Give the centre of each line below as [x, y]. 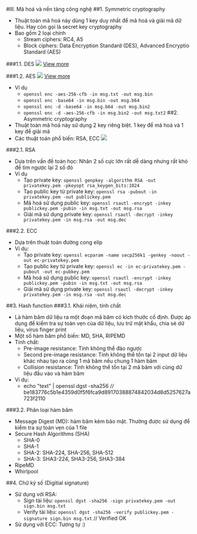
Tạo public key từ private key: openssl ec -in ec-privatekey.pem [102, 266]
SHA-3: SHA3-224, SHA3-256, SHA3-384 [74, 459]
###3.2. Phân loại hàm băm [40, 410]
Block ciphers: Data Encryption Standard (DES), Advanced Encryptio [106, 45]
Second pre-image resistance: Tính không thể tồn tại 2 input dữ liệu [105, 355]
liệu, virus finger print [41, 329]
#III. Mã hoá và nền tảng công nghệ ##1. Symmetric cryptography [86, 9]
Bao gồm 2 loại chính [40, 33]
